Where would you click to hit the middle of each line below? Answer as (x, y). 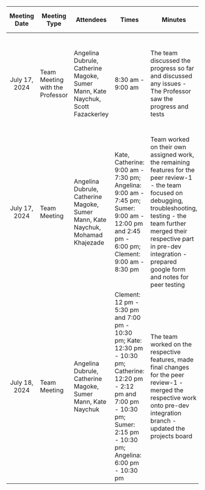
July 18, (22, 383)
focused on (167, 193)
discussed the (171, 61)
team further (168, 224)
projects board (171, 436)
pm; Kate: (128, 340)
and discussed (171, 76)
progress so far (172, 68)
